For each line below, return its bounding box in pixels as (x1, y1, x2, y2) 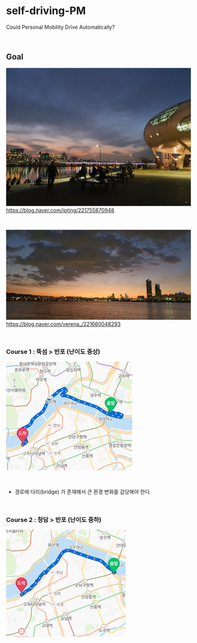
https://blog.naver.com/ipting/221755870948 (6, 207, 114, 214)
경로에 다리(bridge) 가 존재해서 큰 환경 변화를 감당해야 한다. (14, 489, 151, 496)
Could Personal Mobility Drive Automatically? (6, 23, 116, 31)
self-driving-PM (6, 4, 86, 18)
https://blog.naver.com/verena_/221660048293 (6, 320, 121, 327)
